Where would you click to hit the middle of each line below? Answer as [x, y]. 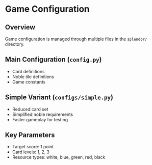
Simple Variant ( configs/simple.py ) [59, 97]
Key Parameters [30, 135]
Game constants [29, 82]
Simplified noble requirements [42, 114]
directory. [15, 44]
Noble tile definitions [33, 77]
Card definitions [28, 71]
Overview [20, 27]
